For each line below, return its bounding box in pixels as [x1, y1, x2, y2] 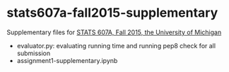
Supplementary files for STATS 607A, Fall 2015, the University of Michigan [6, 28, 222, 36]
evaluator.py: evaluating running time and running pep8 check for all [16, 41, 216, 50]
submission [16, 49, 51, 57]
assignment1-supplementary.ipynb [16, 56, 118, 64]
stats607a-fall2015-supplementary [6, 5, 218, 21]
